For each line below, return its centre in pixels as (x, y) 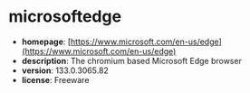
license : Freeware (55, 79)
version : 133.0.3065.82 (65, 70)
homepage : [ (46, 42)
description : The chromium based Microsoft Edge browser (131, 60)
